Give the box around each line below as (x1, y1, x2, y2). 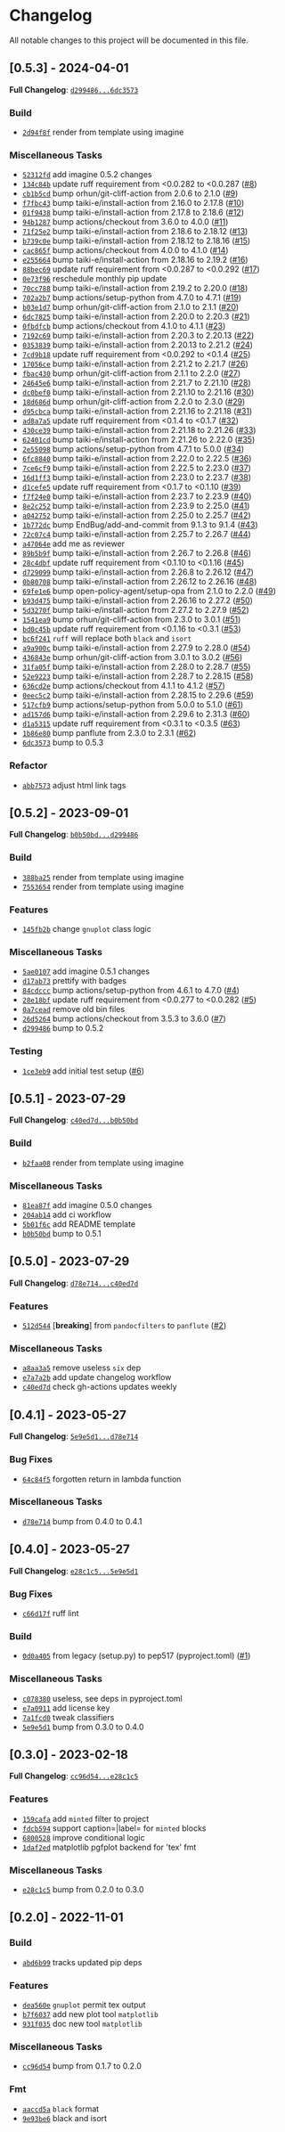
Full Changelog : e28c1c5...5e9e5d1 (9, 1565, 139, 1576)
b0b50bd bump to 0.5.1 (21, 1229, 102, 1239)
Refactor (9, 759, 48, 772)
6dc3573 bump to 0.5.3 (21, 737, 104, 748)
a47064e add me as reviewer (21, 538, 126, 549)
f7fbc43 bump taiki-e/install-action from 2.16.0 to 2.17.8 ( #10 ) (21, 198, 245, 208)
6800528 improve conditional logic (21, 1832, 145, 1842)
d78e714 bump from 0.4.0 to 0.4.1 (21, 1515, 142, 1526)
